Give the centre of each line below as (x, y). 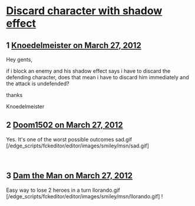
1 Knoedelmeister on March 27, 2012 (74, 45)
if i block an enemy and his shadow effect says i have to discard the (88, 71)
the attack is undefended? (38, 83)
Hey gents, (19, 59)
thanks (14, 95)
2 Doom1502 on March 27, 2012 (65, 125)
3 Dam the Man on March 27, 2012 (70, 176)
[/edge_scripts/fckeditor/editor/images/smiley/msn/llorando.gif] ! (85, 196)
